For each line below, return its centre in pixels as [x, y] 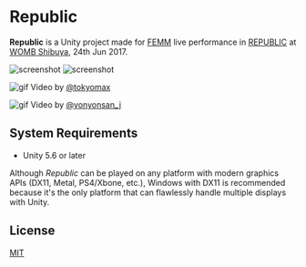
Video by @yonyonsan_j [76, 104]
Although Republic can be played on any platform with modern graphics [144, 173]
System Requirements [74, 133]
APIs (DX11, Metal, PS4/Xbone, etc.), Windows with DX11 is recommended [148, 182]
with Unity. [30, 201]
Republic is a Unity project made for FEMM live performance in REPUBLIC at [153, 42]
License [32, 231]
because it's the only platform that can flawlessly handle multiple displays [148, 192]
